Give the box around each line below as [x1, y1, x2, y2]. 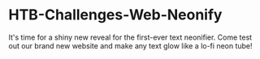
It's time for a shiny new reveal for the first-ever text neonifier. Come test [8, 32, 253, 42]
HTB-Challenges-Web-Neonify [8, 6, 223, 24]
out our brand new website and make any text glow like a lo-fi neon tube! [8, 40, 253, 50]
